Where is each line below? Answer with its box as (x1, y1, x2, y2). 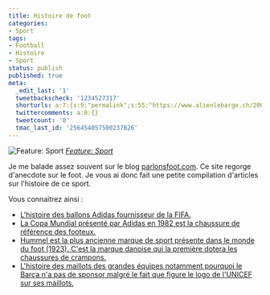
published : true (8, 72, 63, 80)
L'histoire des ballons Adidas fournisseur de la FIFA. (19, 210, 191, 219)
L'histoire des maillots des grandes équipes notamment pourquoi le (19, 260, 243, 270)
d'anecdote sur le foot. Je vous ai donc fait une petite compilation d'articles (8, 170, 259, 179)
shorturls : (15, 101, 52, 109)
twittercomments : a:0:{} (15, 109, 99, 117)
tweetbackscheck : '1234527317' (15, 94, 121, 102)
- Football (8, 42, 45, 50)
